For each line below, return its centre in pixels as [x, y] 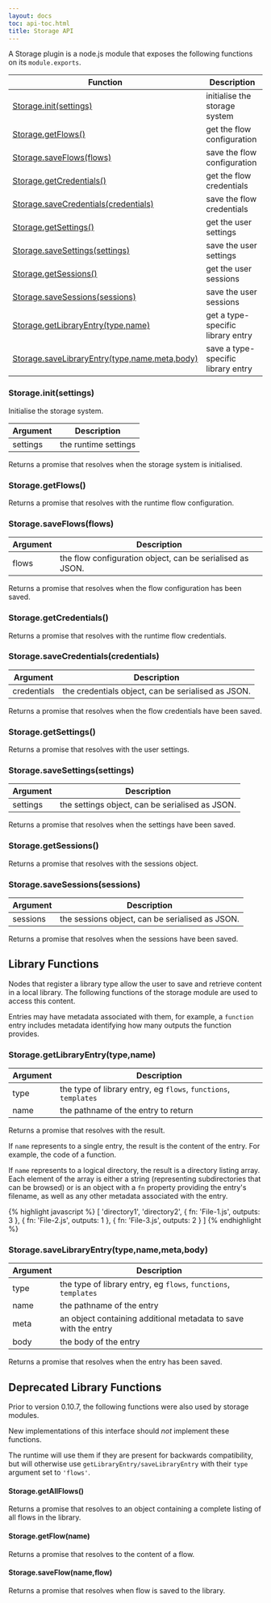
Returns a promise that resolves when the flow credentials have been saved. [135, 711]
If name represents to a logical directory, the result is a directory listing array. [134, 1171]
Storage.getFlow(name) [49, 1536]
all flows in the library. [45, 1517]
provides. [24, 1034]
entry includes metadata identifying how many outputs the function [120, 1025]
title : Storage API [41, 31]
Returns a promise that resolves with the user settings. [99, 749]
